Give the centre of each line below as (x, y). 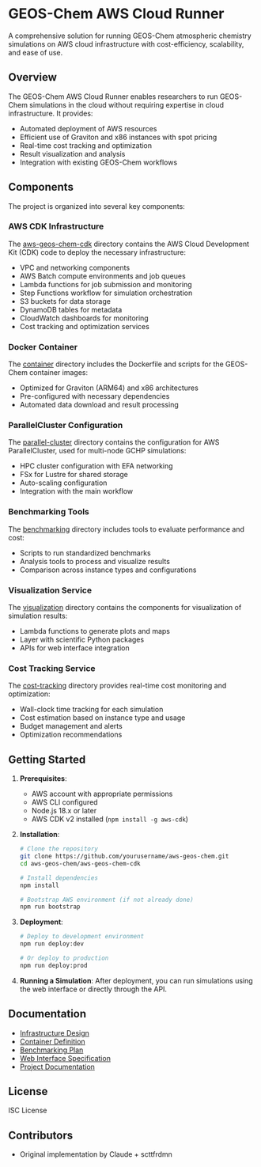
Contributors (41, 1135)
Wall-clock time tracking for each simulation (91, 710)
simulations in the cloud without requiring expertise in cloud (126, 104)
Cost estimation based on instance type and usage (102, 718)
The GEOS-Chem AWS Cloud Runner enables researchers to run (113, 97)
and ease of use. (36, 52)
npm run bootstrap (50, 907)
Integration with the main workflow (76, 491)
